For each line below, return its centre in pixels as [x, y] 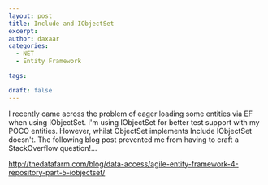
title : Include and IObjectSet [61, 24]
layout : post [30, 16]
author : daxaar [34, 39]
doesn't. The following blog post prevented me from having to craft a [124, 140]
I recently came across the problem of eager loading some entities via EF [131, 114]
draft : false [30, 90]
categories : [28, 46]
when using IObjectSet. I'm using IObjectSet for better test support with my [134, 122]
